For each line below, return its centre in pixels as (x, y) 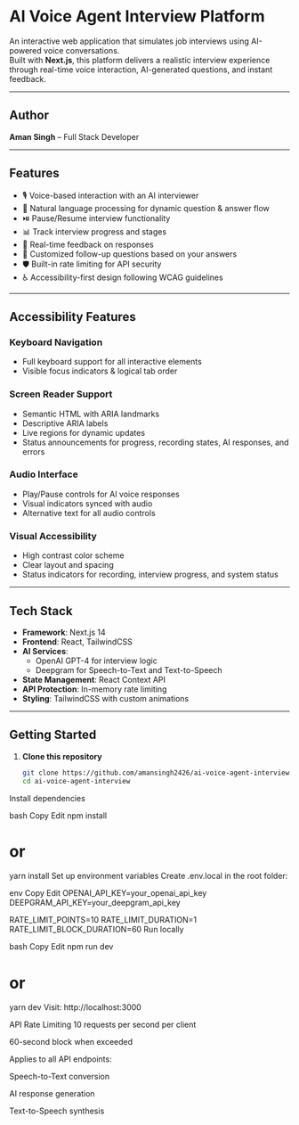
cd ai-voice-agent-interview (76, 781)
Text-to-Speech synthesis (57, 1111)
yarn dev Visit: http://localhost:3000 (76, 1007)
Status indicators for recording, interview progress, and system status (150, 575)
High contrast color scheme (73, 555)
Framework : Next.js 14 (64, 632)
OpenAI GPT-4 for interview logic (96, 661)
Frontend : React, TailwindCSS (77, 641)
